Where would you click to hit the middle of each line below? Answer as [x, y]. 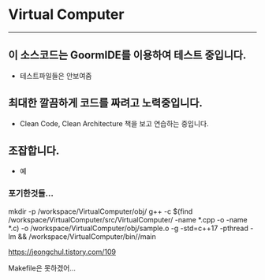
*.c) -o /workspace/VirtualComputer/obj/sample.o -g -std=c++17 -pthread [128, 228]
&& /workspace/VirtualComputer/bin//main [87, 236]
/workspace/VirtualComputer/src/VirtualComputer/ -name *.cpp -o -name [128, 219]
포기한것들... [31, 193]
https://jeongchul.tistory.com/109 [62, 252]
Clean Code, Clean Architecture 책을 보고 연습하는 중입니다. [114, 123]
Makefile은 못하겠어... [42, 268]
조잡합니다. [34, 150]
